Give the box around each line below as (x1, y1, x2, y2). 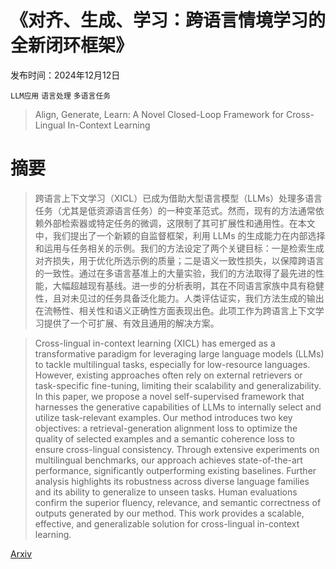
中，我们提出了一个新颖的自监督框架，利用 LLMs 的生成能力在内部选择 (34, 229, 326, 241)
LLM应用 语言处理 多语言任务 (10, 91, 112, 101)
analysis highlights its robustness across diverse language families (34, 475, 310, 487)
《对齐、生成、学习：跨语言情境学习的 (10, 9, 327, 32)
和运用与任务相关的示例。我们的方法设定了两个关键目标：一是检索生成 (34, 242, 325, 254)
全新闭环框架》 (10, 34, 134, 57)
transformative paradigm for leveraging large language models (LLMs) (34, 347, 325, 360)
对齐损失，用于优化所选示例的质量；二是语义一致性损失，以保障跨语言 (34, 254, 325, 266)
